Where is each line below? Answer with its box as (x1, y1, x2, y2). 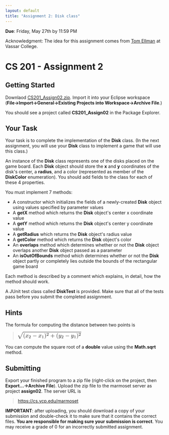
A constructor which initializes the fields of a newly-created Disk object (12, 199, 162, 205)
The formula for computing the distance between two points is (5, 322, 136, 328)
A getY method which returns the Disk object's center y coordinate (12, 220, 153, 227)
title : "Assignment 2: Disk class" (5, 13, 80, 19)
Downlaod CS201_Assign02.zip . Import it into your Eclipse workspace (5, 94, 150, 101)
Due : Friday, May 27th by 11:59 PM (5, 28, 77, 34)
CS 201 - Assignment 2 (5, 61, 104, 72)
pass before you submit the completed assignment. (5, 294, 112, 300)
